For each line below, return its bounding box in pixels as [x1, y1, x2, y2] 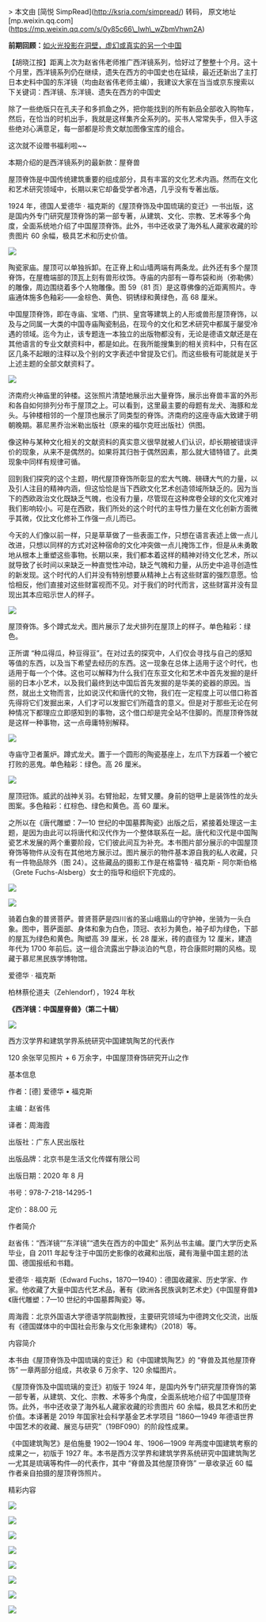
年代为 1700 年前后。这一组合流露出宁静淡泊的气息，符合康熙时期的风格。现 [8, 944, 256, 953]
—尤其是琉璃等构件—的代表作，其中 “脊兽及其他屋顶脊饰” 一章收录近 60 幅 [8, 1459, 253, 1467]
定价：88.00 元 [8, 1205, 58, 1214]
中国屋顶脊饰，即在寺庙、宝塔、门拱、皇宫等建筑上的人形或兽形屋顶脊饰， [8, 309, 251, 319]
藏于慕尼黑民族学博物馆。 [8, 954, 92, 963]
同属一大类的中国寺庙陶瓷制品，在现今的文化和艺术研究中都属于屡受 [28, 320, 251, 328]
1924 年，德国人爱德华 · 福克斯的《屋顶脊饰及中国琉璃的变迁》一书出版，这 [8, 201, 254, 210]
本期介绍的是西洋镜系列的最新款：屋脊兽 [8, 158, 140, 167]
